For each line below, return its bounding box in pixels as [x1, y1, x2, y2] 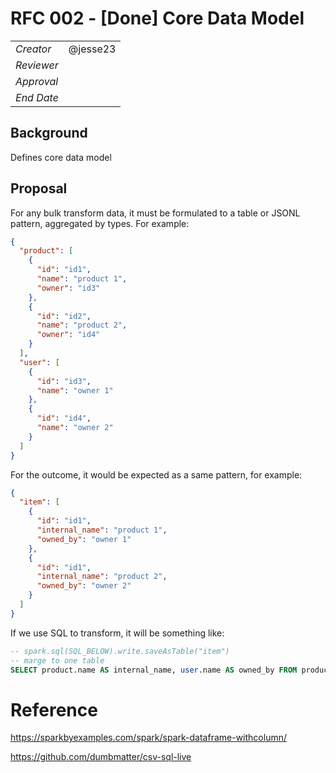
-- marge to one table [10, 655, 105, 666]
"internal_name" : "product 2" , [36, 572, 168, 582]
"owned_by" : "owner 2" [36, 581, 132, 591]
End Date [15, 90, 59, 104]
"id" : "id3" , [36, 376, 92, 386]
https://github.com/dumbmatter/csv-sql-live [10, 751, 192, 763]
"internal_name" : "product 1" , [36, 525, 168, 536]
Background [10, 125, 88, 142]
